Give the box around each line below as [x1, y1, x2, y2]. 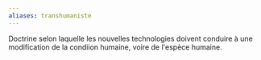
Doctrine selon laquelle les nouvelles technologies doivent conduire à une [8, 34, 254, 43]
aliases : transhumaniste [8, 11, 92, 20]
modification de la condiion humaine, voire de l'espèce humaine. [8, 42, 223, 52]
